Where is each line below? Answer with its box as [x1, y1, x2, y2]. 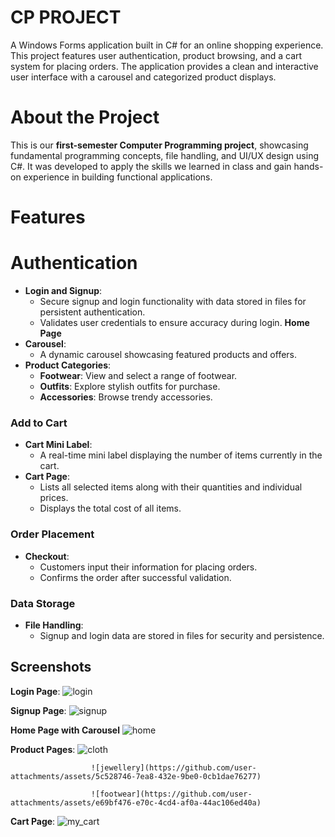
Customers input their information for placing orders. [39, 561, 258, 573]
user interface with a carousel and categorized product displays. [10, 71, 277, 83]
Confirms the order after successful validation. [39, 571, 232, 583]
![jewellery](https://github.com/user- [90, 762, 257, 773]
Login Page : [10, 685, 61, 697]
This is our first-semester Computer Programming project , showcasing [10, 139, 309, 151]
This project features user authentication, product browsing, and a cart [10, 49, 303, 61]
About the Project [10, 106, 160, 129]
